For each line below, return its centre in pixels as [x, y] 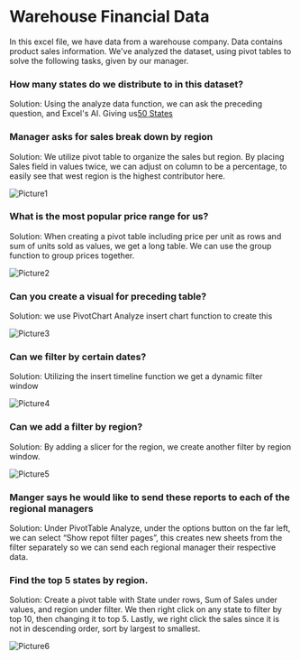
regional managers [51, 508]
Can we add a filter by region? [76, 427]
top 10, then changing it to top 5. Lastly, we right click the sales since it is [145, 619]
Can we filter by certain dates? [78, 357]
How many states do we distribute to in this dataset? [127, 84]
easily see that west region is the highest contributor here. [118, 176]
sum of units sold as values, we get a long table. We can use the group [141, 246]
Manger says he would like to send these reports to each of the [150, 497]
